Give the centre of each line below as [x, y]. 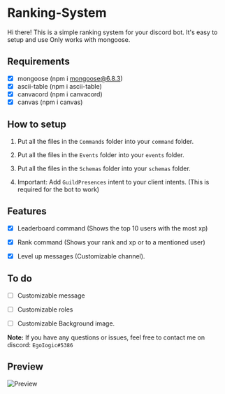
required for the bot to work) [58, 189]
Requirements [38, 62]
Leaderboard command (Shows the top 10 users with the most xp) [112, 228]
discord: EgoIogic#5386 [40, 344]
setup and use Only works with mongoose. [69, 39]
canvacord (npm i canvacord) [60, 94]
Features [27, 211]
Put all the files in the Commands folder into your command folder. [106, 141]
